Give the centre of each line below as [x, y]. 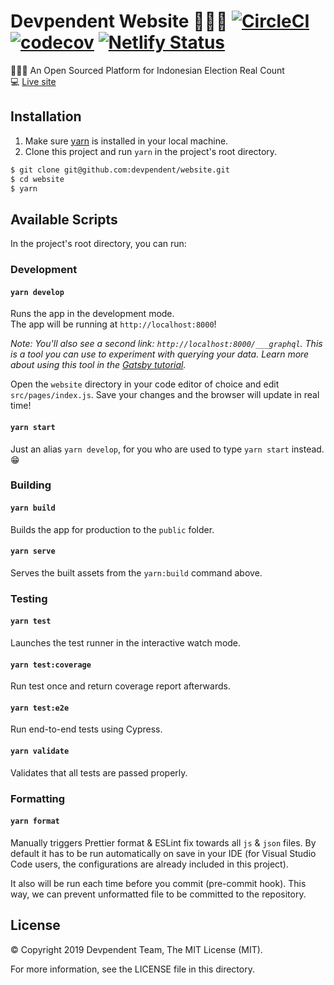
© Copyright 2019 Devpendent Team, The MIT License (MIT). [136, 949]
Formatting [38, 798]
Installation [46, 116]
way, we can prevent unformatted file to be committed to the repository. [158, 894]
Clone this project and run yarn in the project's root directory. [151, 151]
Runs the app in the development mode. [92, 314]
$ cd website [37, 179]
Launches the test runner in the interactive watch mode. [126, 642]
